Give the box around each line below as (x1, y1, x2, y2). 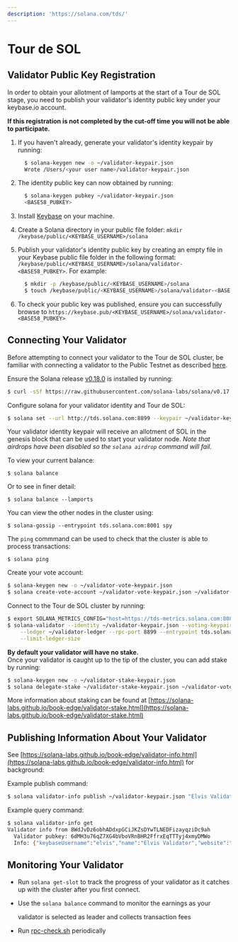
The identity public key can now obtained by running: (17, 179, 174, 187)
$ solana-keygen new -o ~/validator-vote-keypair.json (7, 582, 173, 589)
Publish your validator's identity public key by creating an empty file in (17, 245, 223, 254)
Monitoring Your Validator (7, 859, 124, 871)
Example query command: (7, 806, 84, 814)
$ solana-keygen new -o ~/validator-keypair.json (24, 159, 174, 167)
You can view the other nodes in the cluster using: (7, 509, 154, 517)
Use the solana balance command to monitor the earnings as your (17, 899, 211, 908)
